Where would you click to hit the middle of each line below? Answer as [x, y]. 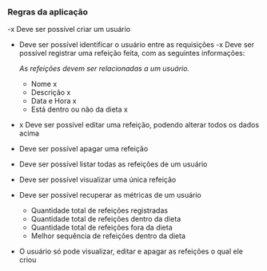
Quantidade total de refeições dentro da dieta [106, 219]
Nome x [44, 84]
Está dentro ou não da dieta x [80, 109]
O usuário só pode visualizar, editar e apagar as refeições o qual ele [131, 251]
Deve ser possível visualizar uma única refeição [98, 180]
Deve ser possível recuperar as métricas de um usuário [110, 195]
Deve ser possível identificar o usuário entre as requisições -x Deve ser [137, 45]
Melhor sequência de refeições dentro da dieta [108, 236]
